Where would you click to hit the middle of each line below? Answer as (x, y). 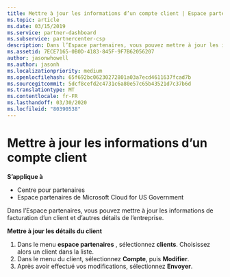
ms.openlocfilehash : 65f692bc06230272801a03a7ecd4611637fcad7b (99, 77)
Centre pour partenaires (51, 190)
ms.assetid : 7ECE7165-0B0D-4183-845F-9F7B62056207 (81, 52)
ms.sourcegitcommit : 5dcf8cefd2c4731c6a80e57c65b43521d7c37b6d (99, 84)
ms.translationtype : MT (41, 90)
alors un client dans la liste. (55, 252)
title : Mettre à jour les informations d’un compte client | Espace (107, 13)
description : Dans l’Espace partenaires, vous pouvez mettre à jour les (113, 45)
